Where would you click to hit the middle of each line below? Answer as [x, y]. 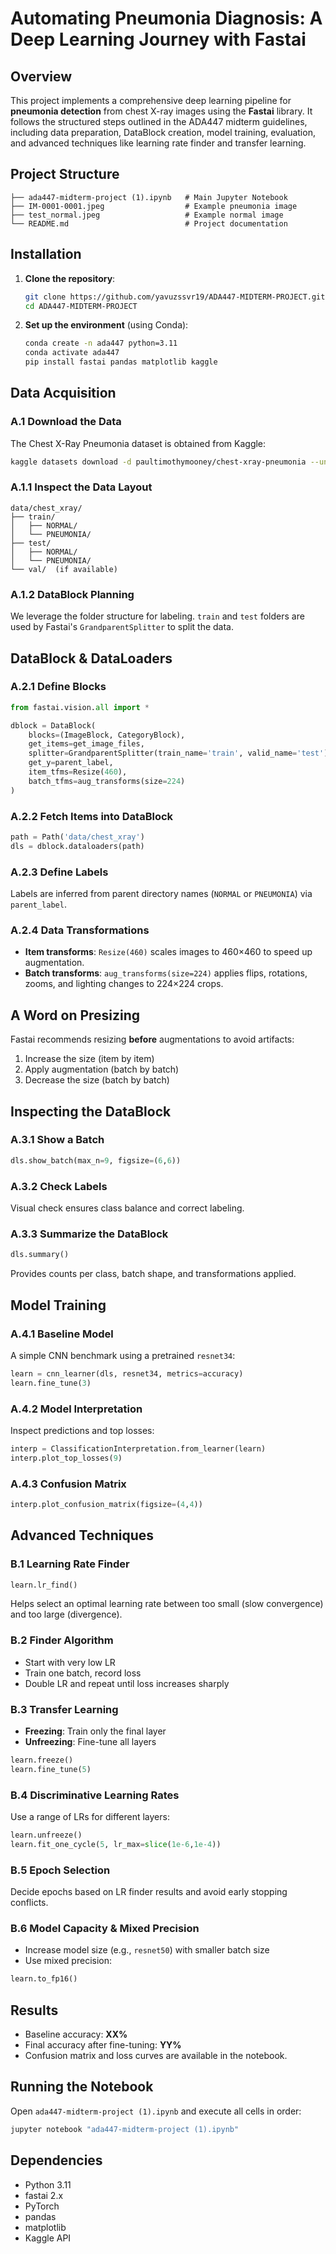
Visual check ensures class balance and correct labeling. [127, 1208]
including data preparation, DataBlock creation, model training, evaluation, [163, 132]
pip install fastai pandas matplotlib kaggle [121, 362]
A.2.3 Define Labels [59, 872]
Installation [46, 254]
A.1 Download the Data [66, 422]
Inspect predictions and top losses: [82, 1430]
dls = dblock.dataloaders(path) [77, 846]
